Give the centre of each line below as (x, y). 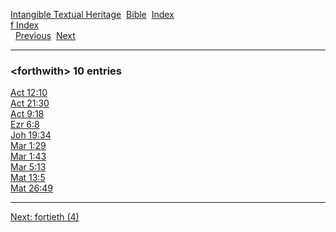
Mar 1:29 (28, 146)
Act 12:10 (29, 93)
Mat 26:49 (32, 188)
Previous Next (45, 35)
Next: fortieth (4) (45, 217)
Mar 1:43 (28, 156)
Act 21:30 (30, 103)
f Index (25, 25)
